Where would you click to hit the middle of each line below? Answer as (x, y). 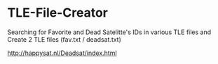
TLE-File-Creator (58, 13)
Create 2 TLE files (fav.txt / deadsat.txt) (64, 39)
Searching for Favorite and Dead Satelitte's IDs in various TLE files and (109, 32)
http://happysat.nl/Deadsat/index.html (62, 53)
